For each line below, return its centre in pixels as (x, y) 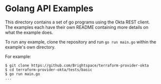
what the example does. (29, 32)
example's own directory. (30, 47)
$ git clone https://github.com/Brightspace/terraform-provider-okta (77, 65)
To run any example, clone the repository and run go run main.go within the (81, 42)
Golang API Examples (49, 9)
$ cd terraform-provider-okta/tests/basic (49, 70)
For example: (18, 56)
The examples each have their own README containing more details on (77, 27)
